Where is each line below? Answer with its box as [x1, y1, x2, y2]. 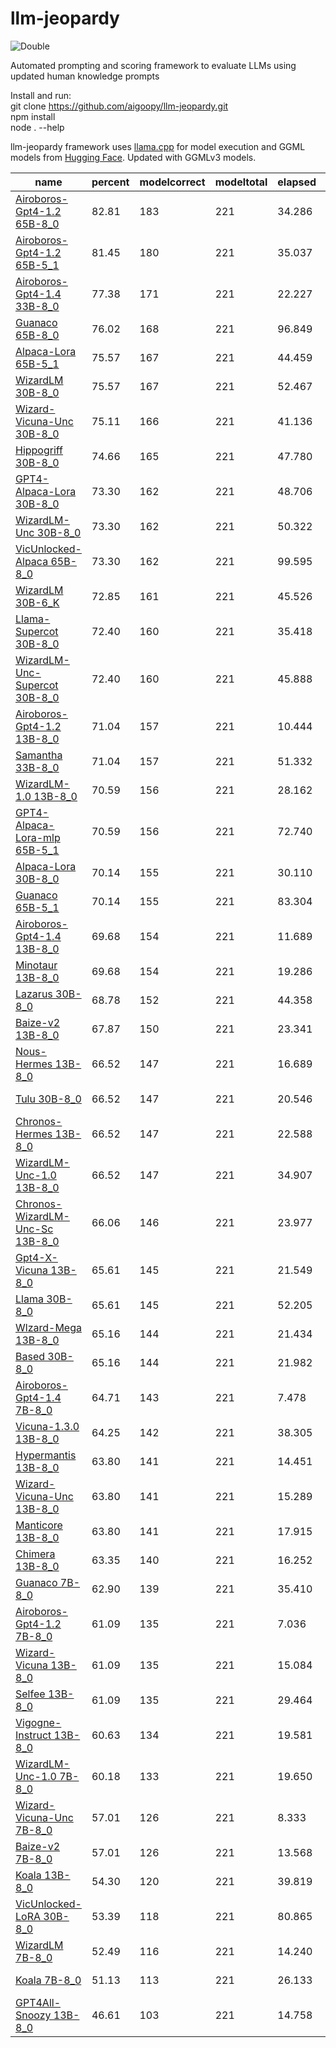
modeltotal [214, 175, 268, 189]
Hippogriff [15, 443, 64, 457]
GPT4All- [15, 1995, 62, 2009]
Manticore [15, 1518, 63, 1532]
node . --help [10, 121, 65, 133]
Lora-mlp [15, 830, 61, 844]
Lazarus [15, 987, 53, 1001]
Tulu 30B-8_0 [15, 1092, 82, 1106]
